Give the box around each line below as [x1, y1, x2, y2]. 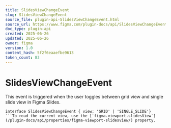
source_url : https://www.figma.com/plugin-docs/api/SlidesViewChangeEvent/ [5, 21, 169, 27]
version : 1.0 [5, 45, 33, 50]
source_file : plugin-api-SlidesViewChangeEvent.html [5, 17, 120, 22]
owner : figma [5, 41, 33, 46]
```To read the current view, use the [5, 113, 88, 119]
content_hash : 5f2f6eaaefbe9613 [5, 50, 74, 55]
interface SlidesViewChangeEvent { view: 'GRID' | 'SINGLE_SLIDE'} [5, 109, 152, 114]
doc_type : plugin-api [5, 27, 51, 32]
